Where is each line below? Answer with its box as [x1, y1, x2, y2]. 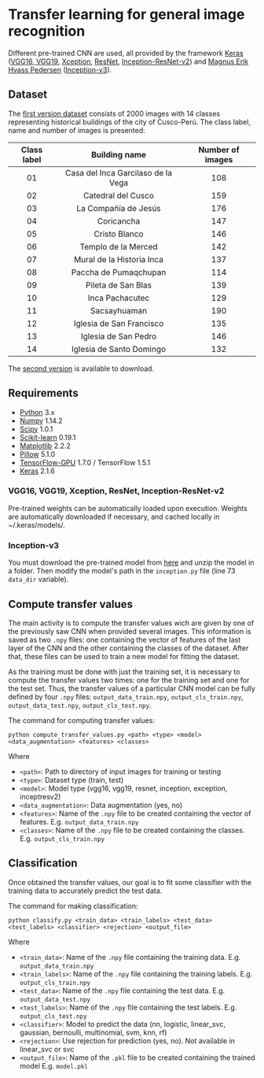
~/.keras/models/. [8, 520, 65, 529]
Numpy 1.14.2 [19, 416, 63, 425]
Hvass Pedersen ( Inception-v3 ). [8, 65, 112, 74]
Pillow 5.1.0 [19, 449, 56, 458]
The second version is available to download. [8, 364, 155, 373]
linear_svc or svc [19, 1044, 75, 1054]
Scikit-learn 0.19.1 [19, 432, 76, 442]
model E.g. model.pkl [19, 1061, 88, 1070]
